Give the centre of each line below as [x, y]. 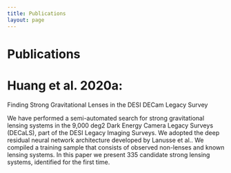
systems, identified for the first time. [59, 162]
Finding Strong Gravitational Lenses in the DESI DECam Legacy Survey [108, 105]
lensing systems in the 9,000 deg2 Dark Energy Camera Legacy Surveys [110, 125]
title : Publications [37, 13]
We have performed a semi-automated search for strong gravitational [106, 118]
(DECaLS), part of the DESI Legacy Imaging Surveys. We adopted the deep [113, 132]
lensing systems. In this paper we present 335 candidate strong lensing [109, 154]
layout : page [26, 20]
